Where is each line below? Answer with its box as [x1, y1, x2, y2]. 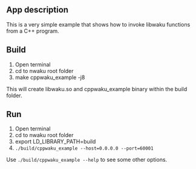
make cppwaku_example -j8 [15, 74, 85, 81]
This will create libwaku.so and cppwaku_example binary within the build [6, 85, 188, 92]
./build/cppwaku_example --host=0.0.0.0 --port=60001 [15, 145, 154, 151]
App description [6, 5, 68, 15]
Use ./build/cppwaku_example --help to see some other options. [6, 156, 168, 164]
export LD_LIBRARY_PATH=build [15, 138, 96, 145]
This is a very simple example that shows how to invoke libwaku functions [6, 21, 191, 28]
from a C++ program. [6, 27, 59, 34]
